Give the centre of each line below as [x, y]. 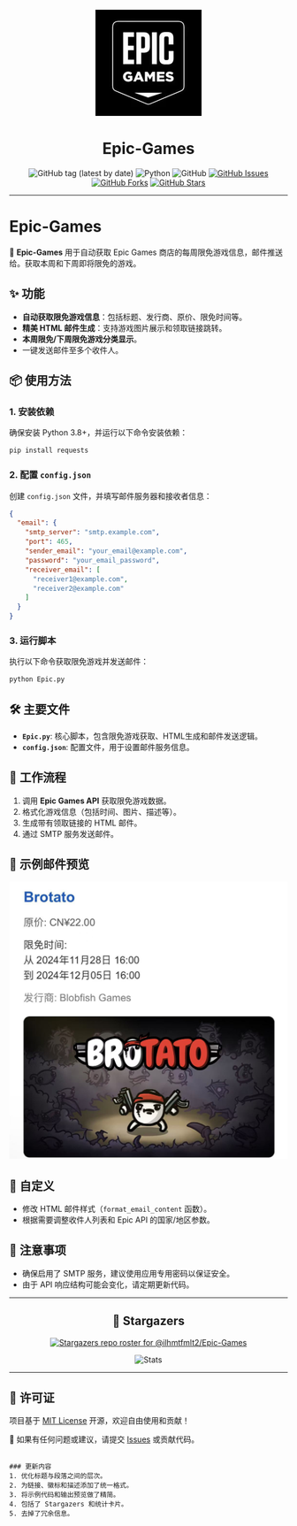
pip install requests [49, 451]
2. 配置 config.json [50, 475]
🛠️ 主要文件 [40, 709]
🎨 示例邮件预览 [49, 865]
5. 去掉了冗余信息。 [42, 1514]
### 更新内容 [30, 1467]
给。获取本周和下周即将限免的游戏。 [75, 263]
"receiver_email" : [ [63, 570]
